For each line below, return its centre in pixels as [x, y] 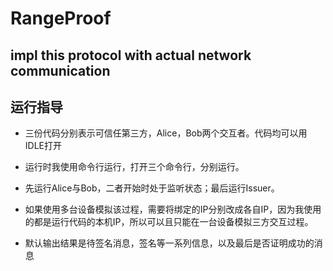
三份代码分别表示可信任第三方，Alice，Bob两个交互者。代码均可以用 [166, 133]
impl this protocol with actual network [131, 55]
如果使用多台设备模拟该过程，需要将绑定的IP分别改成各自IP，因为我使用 [173, 209]
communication [60, 70]
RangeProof [61, 18]
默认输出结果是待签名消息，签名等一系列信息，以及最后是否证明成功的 [169, 243]
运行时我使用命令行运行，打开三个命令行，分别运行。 [134, 167]
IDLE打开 [43, 146]
